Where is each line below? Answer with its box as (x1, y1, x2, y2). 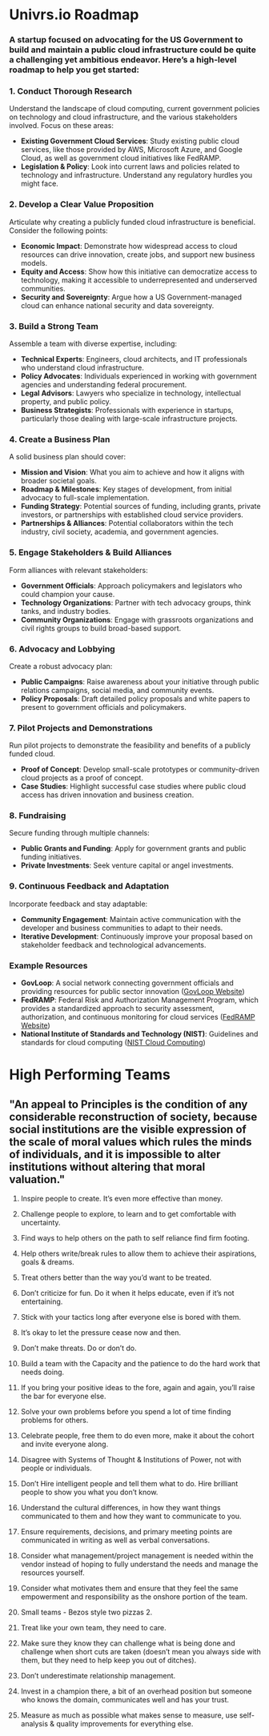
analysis (20, 1719, 49, 1729)
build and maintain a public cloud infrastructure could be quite (9, 44, 257, 55)
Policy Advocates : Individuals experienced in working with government (20, 371, 257, 381)
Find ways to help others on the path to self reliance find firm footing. (20, 1233, 250, 1243)
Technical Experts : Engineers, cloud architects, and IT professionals (20, 355, 247, 363)
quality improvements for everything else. (56, 1719, 194, 1729)
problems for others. (20, 1415, 89, 1425)
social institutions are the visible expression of (9, 1122, 247, 1136)
